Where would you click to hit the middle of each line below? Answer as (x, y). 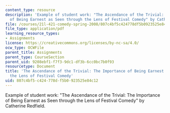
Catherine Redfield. (25, 106)
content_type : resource (30, 10)
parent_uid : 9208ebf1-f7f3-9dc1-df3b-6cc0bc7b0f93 (60, 62)
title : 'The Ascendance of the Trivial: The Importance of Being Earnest (85, 71)
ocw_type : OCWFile (25, 48)
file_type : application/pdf (35, 29)
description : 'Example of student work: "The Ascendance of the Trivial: (85, 15)
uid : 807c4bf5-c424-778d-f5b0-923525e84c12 (52, 81)
